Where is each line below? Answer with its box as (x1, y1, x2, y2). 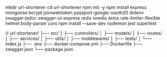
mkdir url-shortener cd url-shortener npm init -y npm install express (5, 5, 147, 10)
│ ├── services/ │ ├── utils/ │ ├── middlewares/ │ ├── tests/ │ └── (5, 35, 152, 41)
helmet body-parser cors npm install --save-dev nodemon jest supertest (5, 20, 157, 26)
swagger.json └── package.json (5, 46, 73, 52)
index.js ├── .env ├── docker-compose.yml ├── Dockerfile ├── (5, 41, 143, 47)
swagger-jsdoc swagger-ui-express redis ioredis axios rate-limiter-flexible (5, 15, 160, 21)
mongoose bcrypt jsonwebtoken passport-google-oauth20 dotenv (5, 10, 144, 16)
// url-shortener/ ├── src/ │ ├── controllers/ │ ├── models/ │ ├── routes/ (5, 30, 162, 36)
